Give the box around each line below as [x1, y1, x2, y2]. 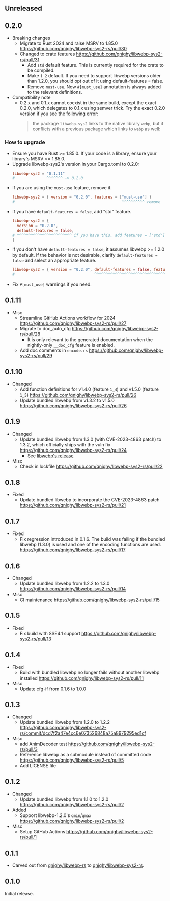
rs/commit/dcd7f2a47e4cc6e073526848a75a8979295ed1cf [19, 730, 146, 736]
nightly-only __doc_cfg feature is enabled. [27, 342, 115, 348]
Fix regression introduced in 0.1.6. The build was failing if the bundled [19, 536, 165, 542]
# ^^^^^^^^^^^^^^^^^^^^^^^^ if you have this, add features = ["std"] [12, 233, 165, 238]
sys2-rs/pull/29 [19, 352, 52, 358]
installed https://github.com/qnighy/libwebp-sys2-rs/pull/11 [19, 674, 144, 681]
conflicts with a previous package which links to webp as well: [32, 126, 161, 132]
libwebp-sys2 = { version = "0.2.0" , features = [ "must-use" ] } [12, 194, 152, 200]
